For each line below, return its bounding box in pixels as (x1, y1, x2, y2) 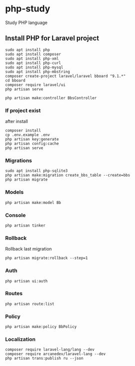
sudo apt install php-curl (5, 60, 61, 65)
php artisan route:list (5, 301, 55, 306)
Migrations (5, 157, 32, 164)
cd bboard (5, 78, 26, 83)
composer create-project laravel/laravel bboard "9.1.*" (5, 73, 126, 78)
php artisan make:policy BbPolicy (5, 324, 77, 329)
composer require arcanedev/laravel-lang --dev (5, 351, 106, 356)
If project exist (5, 107, 41, 114)
